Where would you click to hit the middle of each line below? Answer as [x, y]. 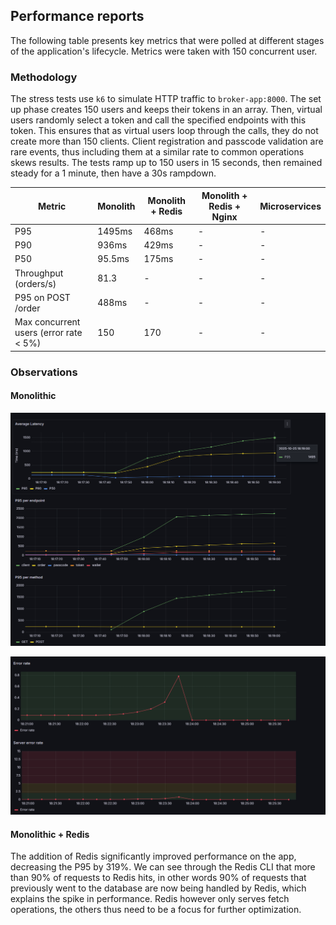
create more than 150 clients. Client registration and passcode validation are [167, 141]
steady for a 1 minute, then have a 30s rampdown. [113, 173]
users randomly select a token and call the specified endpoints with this [158, 120]
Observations [44, 372]
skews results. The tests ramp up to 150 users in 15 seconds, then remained [166, 163]
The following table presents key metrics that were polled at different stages [167, 40]
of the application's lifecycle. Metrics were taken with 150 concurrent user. [164, 51]
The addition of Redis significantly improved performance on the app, [153, 856]
